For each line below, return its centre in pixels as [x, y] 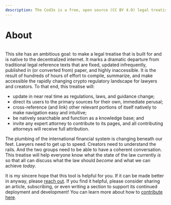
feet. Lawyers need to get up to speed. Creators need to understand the [81, 144]
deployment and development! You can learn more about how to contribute [84, 192]
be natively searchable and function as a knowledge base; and [78, 118]
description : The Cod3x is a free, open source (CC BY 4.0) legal [77, 10]
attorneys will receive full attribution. [51, 129]
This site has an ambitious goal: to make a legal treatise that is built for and [83, 54]
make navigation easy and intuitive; [50, 112]
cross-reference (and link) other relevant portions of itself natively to [84, 107]
